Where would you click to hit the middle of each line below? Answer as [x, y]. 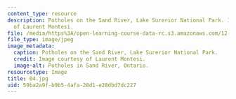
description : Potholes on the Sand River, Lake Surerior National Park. [116, 20]
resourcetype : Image [38, 72]
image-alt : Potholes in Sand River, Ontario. [81, 66]
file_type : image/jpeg [40, 40]
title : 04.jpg [28, 78]
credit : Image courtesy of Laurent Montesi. [80, 59]
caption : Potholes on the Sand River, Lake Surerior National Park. [116, 53]
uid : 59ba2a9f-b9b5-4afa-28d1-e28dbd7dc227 [72, 85]
